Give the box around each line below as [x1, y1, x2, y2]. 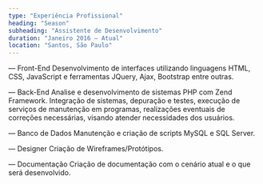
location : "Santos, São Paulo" [8, 42, 113, 50]
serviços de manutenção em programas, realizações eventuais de [8, 105, 225, 114]
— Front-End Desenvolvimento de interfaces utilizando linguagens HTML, [8, 63, 251, 73]
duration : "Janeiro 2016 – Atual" [8, 34, 124, 42]
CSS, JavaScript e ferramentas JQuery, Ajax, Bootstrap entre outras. [8, 72, 234, 82]
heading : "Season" [8, 19, 70, 27]
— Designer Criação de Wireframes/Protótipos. [8, 144, 164, 154]
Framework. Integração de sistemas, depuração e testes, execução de [8, 96, 241, 106]
